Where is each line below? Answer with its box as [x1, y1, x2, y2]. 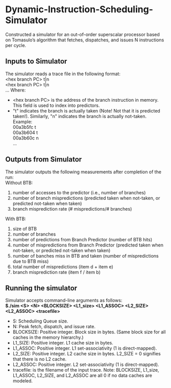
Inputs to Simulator [5, 57, 67, 66]
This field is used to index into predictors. [12, 102, 100, 108]
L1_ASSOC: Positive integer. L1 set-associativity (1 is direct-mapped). [12, 345, 157, 351]
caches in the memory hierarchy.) [12, 334, 84, 340]
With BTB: [5, 216, 27, 222]
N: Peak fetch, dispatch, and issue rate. [12, 324, 96, 330]
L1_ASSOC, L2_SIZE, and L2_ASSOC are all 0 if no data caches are [12, 372, 152, 379]
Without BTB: [5, 179, 33, 186]
